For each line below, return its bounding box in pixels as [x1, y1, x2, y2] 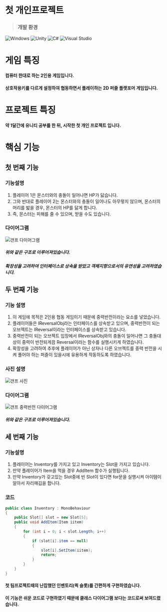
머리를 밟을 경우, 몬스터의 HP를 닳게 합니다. [12, 205, 97, 211]
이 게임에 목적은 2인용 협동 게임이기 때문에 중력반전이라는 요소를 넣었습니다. [12, 314, 161, 320]
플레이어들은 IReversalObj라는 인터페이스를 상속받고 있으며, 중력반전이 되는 [12, 320, 160, 327]
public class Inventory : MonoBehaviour [5, 505, 91, 511]
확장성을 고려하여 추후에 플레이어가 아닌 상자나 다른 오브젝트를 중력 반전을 [12, 345, 157, 352]
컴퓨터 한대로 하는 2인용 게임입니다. [5, 72, 74, 78]
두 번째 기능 [5, 285, 39, 294]
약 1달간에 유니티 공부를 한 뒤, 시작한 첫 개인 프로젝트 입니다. [5, 122, 121, 128]
